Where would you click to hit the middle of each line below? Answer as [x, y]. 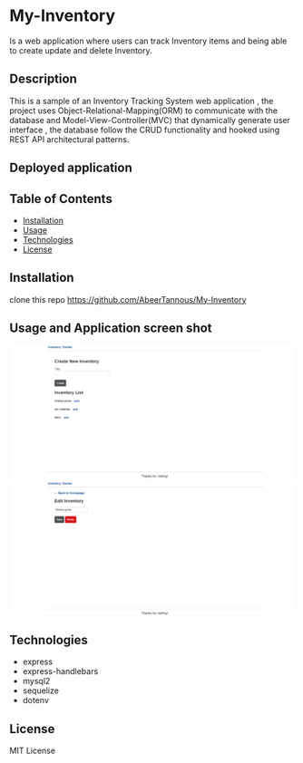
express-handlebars [60, 671]
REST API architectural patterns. [69, 139]
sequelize [40, 691]
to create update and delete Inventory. [81, 50]
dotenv [36, 700]
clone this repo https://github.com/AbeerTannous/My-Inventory [128, 299]
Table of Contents [61, 199]
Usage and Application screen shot [111, 328]
